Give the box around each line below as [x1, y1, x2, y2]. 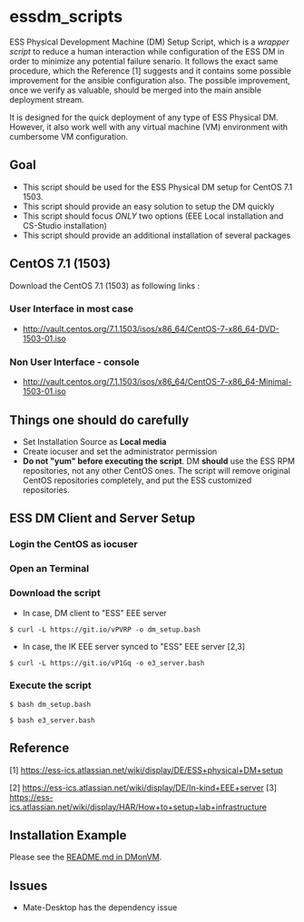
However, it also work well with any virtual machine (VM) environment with [9, 121, 289, 132]
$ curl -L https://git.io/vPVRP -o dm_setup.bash [9, 624, 201, 634]
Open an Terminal [9, 563, 89, 575]
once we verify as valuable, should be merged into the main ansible [9, 84, 261, 95]
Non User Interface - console [9, 356, 140, 368]
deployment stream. [9, 93, 84, 105]
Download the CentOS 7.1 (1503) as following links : [9, 280, 201, 291]
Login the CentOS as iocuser [9, 538, 138, 551]
